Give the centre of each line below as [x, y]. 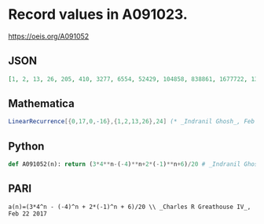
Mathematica [41, 104]
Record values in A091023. [98, 15]
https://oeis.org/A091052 [49, 36]
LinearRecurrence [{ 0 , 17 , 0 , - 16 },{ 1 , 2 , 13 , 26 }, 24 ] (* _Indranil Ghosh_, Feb [132, 122]
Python [26, 146]
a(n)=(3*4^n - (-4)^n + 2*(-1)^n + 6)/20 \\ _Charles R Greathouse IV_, [130, 207]
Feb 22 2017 [27, 214]
